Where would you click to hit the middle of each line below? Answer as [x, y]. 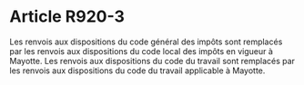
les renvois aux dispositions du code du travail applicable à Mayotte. [137, 71]
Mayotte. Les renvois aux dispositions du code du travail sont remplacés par [152, 61]
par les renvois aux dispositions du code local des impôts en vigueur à [141, 51]
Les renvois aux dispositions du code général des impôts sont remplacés [146, 42]
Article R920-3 [67, 17]
